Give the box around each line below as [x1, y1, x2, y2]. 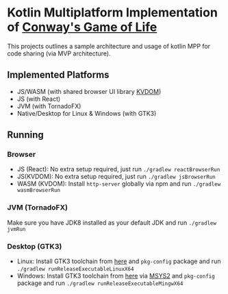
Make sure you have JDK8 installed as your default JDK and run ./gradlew [7, 218, 217, 227]
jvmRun [7, 225, 26, 232]
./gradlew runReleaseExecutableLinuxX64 [16, 266, 134, 273]
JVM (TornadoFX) [7, 203, 68, 212]
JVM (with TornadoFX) [16, 101, 81, 110]
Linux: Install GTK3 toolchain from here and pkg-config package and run [16, 257, 221, 265]
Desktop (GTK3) [7, 241, 62, 251]
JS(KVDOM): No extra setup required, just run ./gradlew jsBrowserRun [16, 173, 216, 181]
